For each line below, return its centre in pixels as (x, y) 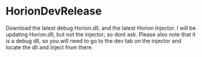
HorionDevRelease (54, 11)
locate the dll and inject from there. (49, 47)
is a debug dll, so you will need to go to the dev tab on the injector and (93, 41)
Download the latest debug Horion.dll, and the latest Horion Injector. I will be (101, 28)
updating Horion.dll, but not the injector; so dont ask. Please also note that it (101, 34)
